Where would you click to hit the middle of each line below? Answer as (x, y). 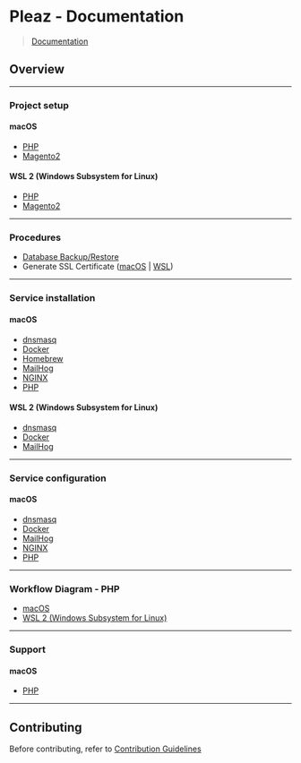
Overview (37, 69)
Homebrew (43, 358)
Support (28, 649)
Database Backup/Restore (70, 257)
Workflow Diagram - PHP (64, 588)
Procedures (35, 237)
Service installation (52, 298)
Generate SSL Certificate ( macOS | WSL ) (98, 267)
